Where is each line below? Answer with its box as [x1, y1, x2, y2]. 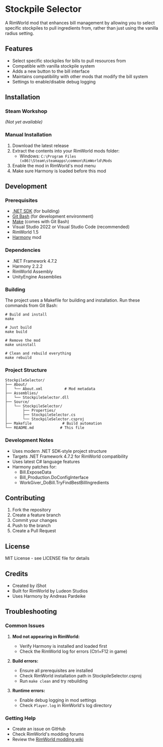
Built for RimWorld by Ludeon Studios [12, 588, 88, 594]
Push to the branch [12, 522, 51, 529]
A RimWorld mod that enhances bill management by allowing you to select [5, 20, 155, 26]
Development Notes [5, 437, 54, 444]
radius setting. [5, 30, 34, 36]
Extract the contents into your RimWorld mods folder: [12, 148, 120, 154]
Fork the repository [12, 507, 52, 513]
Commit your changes [12, 517, 57, 523]
